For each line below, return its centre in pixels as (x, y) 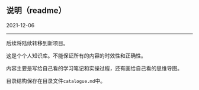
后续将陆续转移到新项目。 (37, 43)
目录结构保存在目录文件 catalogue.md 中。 (56, 81)
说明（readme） (36, 11)
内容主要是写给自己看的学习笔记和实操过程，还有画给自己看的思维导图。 (94, 68)
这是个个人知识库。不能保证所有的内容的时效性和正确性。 (76, 56)
